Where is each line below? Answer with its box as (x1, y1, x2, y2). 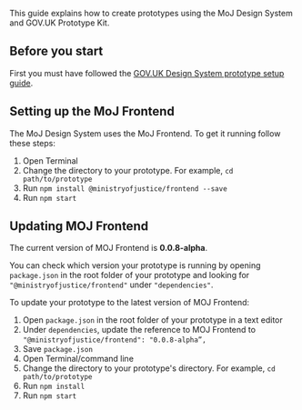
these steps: (9, 137, 56, 148)
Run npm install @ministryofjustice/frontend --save (22, 182, 227, 194)
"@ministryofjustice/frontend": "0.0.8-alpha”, (22, 335, 206, 345)
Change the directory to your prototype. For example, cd (22, 165, 234, 175)
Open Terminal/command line (22, 354, 135, 365)
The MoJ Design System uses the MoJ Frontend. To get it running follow (9, 127, 281, 139)
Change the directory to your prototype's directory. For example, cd (22, 363, 276, 374)
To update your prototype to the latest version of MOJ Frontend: (9, 297, 250, 308)
